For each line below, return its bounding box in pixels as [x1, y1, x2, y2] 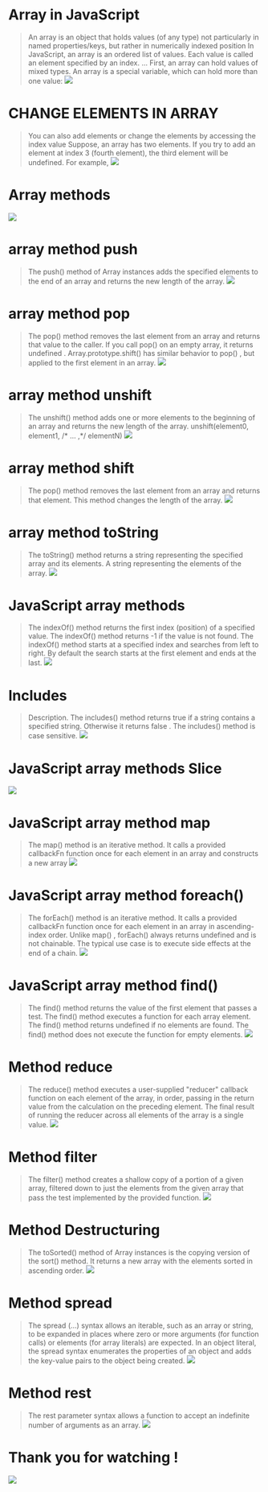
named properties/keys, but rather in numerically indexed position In [27, 40, 254, 50]
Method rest [8, 1384, 92, 1403]
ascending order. [27, 1266, 84, 1275]
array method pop [8, 304, 131, 323]
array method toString [8, 523, 159, 541]
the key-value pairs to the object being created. [27, 1355, 185, 1366]
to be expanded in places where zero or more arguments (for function [27, 1329, 259, 1338]
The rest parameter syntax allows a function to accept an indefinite [27, 1411, 250, 1420]
